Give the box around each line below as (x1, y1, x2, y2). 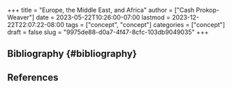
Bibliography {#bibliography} (7, 48, 138, 60)
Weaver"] (7, 13, 35, 21)
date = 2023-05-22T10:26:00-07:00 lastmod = (36, 13, 171, 21)
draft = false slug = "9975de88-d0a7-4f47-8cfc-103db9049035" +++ (7, 28, 209, 36)
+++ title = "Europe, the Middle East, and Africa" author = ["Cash (7, 6, 195, 14)
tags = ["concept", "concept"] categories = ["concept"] (65, 21, 226, 28)
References (7, 71, 59, 83)
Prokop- (196, 6, 220, 14)
